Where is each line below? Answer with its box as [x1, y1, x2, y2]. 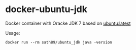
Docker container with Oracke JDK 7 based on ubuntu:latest [5, 20, 131, 26]
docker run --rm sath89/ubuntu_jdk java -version [5, 39, 113, 45]
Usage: [5, 30, 20, 36]
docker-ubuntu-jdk [5, 4, 88, 15]
